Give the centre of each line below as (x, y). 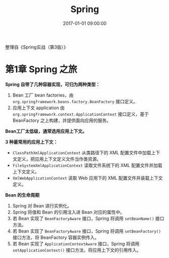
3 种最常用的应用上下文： (32, 142)
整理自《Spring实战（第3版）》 (37, 47)
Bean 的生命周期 (22, 195)
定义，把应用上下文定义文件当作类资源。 (59, 159)
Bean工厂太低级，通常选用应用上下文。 (46, 131)
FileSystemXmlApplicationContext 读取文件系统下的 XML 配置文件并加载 (87, 165)
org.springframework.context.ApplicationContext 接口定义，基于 (81, 114)
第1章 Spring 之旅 (41, 70)
